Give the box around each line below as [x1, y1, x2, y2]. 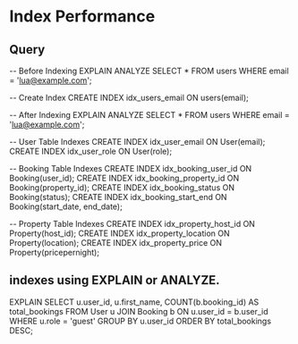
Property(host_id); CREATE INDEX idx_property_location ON [9, 228, 230, 239]
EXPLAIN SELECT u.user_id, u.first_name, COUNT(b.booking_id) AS [9, 297, 260, 307]
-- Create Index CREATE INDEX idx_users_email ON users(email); [9, 92, 249, 103]
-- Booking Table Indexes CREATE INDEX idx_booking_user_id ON [9, 164, 252, 173]
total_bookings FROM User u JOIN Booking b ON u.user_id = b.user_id [9, 306, 268, 316]
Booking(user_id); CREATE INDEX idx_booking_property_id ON [9, 172, 240, 183]
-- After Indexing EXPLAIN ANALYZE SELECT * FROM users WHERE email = [9, 110, 291, 120]
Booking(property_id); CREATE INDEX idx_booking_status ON [9, 182, 235, 193]
